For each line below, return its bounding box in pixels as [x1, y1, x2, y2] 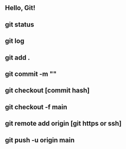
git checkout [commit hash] [5, 86, 90, 95]
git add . [5, 53, 30, 62]
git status [5, 20, 34, 29]
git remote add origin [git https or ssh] [5, 119, 122, 128]
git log [5, 37, 25, 45]
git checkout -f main [5, 103, 68, 111]
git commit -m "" [5, 70, 57, 78]
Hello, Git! [5, 4, 36, 12]
